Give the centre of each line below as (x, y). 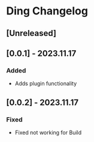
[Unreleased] (31, 33)
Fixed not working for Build (48, 132)
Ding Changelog (47, 11)
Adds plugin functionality (46, 84)
